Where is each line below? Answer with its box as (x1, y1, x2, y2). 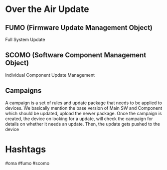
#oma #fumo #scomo (5, 160, 50, 166)
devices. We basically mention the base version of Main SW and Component (5, 105, 163, 111)
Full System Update (5, 36, 45, 42)
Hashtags (5, 144, 46, 155)
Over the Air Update (5, 3, 89, 15)
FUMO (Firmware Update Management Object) (5, 23, 153, 32)
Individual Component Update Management (5, 72, 95, 78)
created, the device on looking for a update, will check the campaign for (5, 116, 153, 122)
